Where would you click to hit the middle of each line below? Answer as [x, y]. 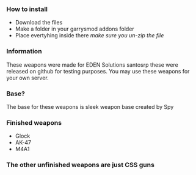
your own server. [27, 78]
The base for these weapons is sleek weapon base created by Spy [90, 106]
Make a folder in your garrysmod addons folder [74, 29]
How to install [27, 9]
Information [24, 51]
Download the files [39, 23]
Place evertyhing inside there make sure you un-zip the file [89, 35]
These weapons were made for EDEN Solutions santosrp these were [92, 65]
